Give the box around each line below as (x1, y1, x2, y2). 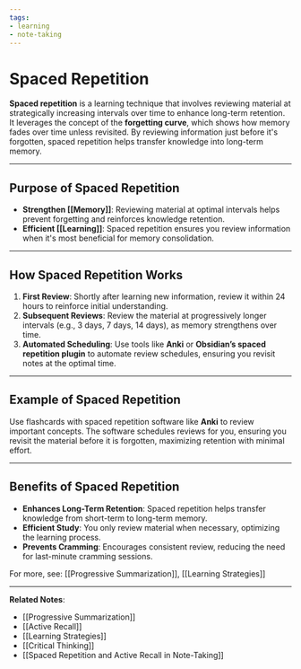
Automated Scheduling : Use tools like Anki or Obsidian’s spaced (21, 339, 267, 349)
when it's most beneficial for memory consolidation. (21, 233, 215, 243)
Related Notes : (9, 594, 65, 604)
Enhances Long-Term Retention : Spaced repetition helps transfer (21, 503, 266, 514)
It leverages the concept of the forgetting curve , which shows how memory (9, 118, 290, 128)
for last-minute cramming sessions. (21, 550, 153, 561)
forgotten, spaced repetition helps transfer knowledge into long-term (9, 136, 264, 147)
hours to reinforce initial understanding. (21, 300, 168, 311)
